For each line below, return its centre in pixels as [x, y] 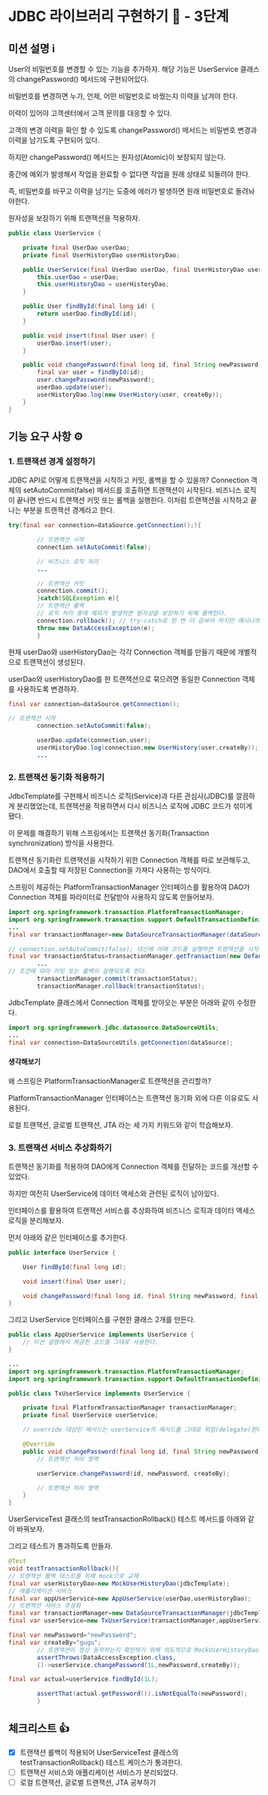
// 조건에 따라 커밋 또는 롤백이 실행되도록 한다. [78, 971]
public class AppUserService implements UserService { [101, 1335]
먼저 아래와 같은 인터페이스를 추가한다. [68, 1237]
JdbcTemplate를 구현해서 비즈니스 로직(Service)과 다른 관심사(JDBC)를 [121, 796]
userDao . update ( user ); [75, 387]
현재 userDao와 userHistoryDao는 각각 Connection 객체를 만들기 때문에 [122, 652]
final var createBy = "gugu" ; [55, 1642]
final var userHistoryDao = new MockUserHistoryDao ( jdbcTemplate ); [119, 1583]
